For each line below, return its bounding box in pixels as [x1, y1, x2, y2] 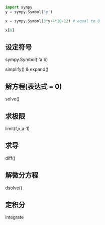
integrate [5, 214, 24, 220]
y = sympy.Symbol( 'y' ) [5, 9, 53, 15]
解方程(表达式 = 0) [5, 82, 62, 91]
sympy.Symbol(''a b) [5, 57, 48, 63]
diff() [5, 155, 16, 161]
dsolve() [5, 185, 23, 191]
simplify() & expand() [5, 66, 49, 73]
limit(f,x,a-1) [5, 125, 30, 131]
